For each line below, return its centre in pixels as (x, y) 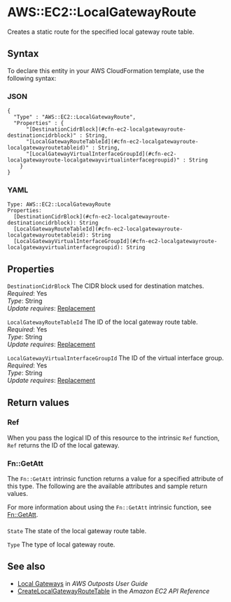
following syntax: (32, 78)
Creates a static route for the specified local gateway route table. (101, 32)
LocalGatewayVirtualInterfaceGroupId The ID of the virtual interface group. (115, 358)
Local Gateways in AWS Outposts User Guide (83, 583)
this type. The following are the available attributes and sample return (107, 486)
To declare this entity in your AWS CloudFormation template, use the (106, 70)
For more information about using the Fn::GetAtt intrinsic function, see (110, 507)
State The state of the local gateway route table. (77, 530)
